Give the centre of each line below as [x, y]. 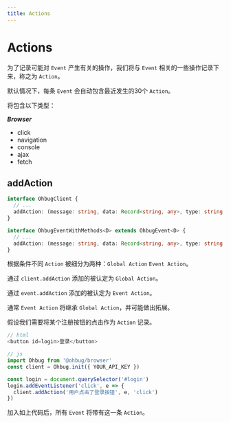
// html [18, 335]
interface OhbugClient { [43, 199]
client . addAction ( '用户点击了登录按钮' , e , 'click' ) [86, 392]
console [28, 147]
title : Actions [29, 13]
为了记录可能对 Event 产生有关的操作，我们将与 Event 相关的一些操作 [104, 67]
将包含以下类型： [31, 105]
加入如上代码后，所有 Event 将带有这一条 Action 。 [78, 413]
